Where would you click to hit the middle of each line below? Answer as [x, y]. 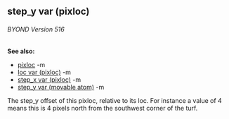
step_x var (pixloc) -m [49, 79]
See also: [21, 51]
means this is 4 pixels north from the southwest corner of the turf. [103, 108]
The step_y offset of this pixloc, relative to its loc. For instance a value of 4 [115, 100]
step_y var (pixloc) [48, 12]
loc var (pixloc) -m [44, 72]
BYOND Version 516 [36, 29]
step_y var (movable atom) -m [61, 87]
